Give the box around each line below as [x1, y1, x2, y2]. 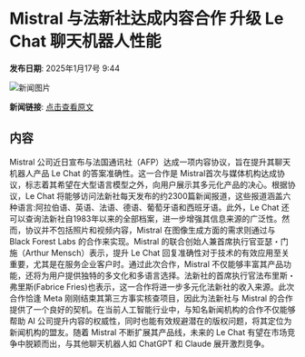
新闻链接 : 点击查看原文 [9, 101, 93, 112]
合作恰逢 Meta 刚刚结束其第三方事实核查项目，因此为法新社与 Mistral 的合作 [9, 293, 293, 303]
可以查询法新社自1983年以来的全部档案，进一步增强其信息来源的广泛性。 [9, 213, 282, 223]
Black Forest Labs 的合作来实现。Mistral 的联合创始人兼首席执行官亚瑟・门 [9, 235, 289, 246]
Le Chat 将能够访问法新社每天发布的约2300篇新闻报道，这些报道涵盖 [25, 190, 283, 201]
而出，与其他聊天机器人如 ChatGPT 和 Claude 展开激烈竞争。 [40, 338, 270, 349]
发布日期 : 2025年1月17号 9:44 [9, 63, 121, 74]
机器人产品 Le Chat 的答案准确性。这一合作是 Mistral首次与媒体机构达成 [9, 167, 278, 178]
